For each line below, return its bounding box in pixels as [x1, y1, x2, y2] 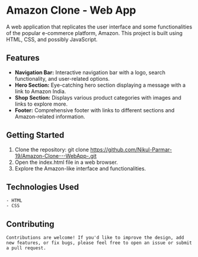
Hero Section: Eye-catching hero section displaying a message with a [14, 81, 186, 88]
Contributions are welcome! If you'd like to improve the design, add [6, 235, 184, 241]
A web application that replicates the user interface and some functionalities [6, 23, 193, 30]
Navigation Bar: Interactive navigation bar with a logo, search [14, 69, 166, 76]
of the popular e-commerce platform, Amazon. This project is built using [6, 29, 183, 36]
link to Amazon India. [14, 87, 66, 95]
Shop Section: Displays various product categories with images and [14, 94, 182, 101]
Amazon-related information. [14, 113, 85, 120]
